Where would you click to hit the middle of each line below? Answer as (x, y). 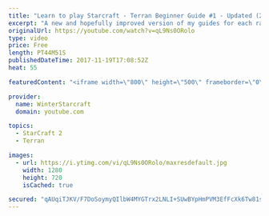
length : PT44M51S (37, 53)
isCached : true (48, 185)
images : (21, 155)
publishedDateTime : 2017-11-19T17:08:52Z (78, 61)
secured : (23, 200)
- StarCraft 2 (39, 134)
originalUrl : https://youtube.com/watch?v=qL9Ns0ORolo (102, 30)
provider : (25, 97)
